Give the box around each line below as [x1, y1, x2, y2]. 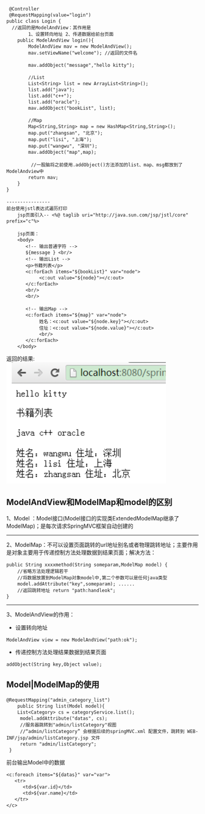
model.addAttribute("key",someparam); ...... [17, 580, 135, 587]
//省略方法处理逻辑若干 [17, 568, 68, 574]
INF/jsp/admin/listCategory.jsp [6, 735, 88, 741]
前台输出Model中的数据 [6, 758, 65, 766]
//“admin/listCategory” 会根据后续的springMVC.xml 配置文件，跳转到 [20, 728, 185, 734]
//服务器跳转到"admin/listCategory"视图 [20, 721, 117, 728]
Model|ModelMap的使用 [6, 680, 99, 690]
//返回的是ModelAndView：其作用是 [12, 25, 92, 31]
